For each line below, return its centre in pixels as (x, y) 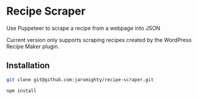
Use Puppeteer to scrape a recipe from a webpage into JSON (83, 28)
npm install (21, 91)
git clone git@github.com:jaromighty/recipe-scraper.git (80, 80)
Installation (28, 66)
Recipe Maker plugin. (33, 46)
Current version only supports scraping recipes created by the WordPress (99, 40)
